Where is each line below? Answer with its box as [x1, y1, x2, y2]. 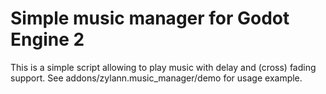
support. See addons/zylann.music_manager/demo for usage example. [10, 72, 303, 84]
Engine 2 [10, 28, 85, 51]
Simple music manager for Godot [10, 7, 290, 30]
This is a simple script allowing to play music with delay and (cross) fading [10, 61, 317, 73]
